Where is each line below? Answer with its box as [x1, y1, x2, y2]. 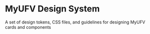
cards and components [5, 24, 51, 30]
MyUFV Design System [5, 3, 100, 14]
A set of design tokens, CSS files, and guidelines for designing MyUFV [5, 19, 146, 25]
